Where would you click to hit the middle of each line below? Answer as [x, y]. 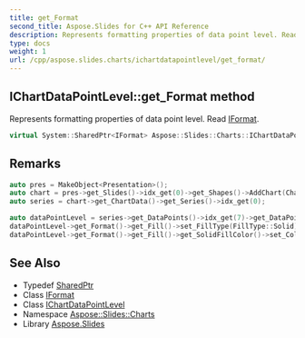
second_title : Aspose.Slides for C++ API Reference [109, 26]
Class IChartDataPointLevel [74, 304]
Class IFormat [49, 294]
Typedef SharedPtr [58, 285]
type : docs [30, 43]
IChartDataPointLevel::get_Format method [133, 97]
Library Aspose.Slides [64, 323]
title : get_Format [44, 18]
